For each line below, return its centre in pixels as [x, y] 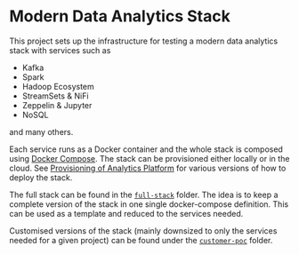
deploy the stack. [41, 177]
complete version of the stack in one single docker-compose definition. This [149, 204]
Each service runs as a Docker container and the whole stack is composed [146, 149]
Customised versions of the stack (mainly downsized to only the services [143, 230]
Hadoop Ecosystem [58, 86]
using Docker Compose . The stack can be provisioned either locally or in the [149, 158]
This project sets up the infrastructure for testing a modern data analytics [144, 41]
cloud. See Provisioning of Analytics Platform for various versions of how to [148, 168]
